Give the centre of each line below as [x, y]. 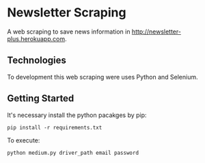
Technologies [37, 61]
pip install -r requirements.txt [55, 127]
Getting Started [41, 98]
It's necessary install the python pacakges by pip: [77, 115]
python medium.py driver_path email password [73, 153]
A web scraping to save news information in [69, 32]
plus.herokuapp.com [36, 38]
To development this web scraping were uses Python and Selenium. [102, 77]
